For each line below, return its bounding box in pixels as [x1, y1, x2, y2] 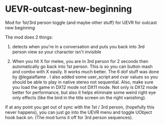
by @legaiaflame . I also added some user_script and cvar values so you [12, 74, 158, 80]
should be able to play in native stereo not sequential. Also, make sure [12, 79, 154, 85]
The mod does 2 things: [5, 34, 53, 40]
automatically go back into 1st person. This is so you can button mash [12, 63, 153, 69]
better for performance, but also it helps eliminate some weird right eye [12, 89, 156, 95]
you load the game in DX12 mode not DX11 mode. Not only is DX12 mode [12, 84, 158, 90]
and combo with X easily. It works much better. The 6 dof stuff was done [12, 68, 159, 74]
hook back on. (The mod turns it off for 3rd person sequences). [5, 114, 133, 120]
